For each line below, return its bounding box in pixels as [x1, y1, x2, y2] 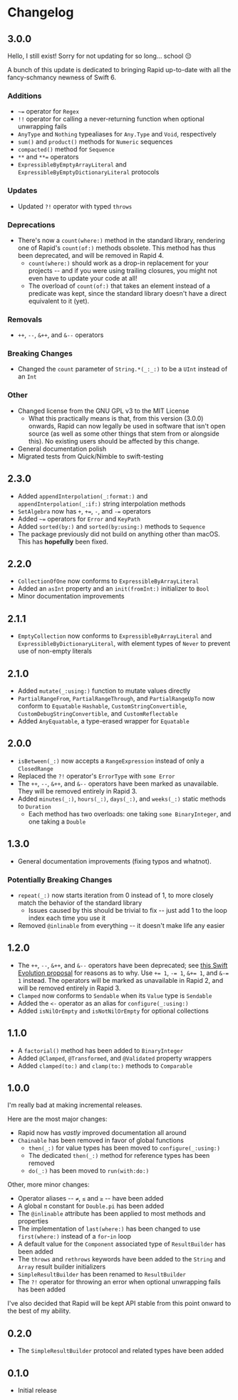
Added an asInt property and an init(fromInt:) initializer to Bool [17, 584, 209, 593]
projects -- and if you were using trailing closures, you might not [28, 266, 217, 275]
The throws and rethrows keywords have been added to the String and [17, 1255, 226, 1264]
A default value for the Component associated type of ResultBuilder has [17, 1240, 226, 1249]
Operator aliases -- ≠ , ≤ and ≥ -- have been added [17, 1194, 164, 1203]
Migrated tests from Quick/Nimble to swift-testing [17, 451, 164, 461]
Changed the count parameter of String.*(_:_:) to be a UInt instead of [17, 365, 228, 374]
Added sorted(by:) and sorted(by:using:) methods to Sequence [17, 522, 205, 531]
